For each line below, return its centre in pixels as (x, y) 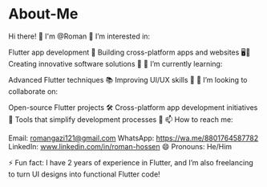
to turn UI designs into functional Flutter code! (84, 174)
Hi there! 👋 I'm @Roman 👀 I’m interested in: (79, 36)
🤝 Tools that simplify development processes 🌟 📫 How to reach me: (121, 119)
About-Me (43, 14)
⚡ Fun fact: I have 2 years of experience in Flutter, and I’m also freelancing (131, 162)
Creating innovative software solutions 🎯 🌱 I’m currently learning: (115, 63)
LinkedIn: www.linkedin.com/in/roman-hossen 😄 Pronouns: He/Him (120, 146)
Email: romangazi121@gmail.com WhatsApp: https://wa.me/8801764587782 (133, 138)
